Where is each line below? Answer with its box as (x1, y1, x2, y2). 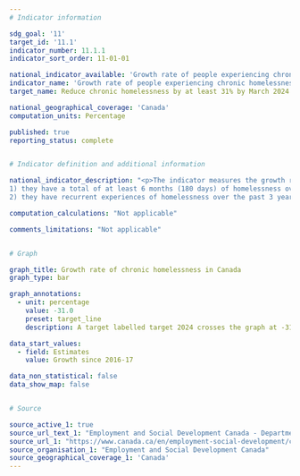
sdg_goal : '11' (9, 29, 66, 38)
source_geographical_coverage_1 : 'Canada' (9, 454, 170, 463)
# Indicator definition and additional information (9, 160, 205, 169)
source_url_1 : (9, 437, 62, 446)
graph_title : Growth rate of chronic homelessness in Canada (9, 265, 242, 274)
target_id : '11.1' (9, 38, 78, 47)
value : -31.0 (25, 306, 74, 315)
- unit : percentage (17, 298, 90, 307)
